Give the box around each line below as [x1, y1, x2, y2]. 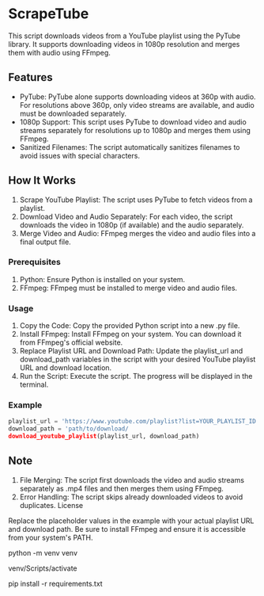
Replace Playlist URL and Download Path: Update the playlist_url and [19, 346, 243, 356]
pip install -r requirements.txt [8, 579, 103, 588]
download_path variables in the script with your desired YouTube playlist [19, 354, 256, 365]
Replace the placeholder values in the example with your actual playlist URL [8, 516, 255, 525]
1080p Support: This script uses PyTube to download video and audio [19, 117, 247, 127]
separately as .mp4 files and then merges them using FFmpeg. [19, 483, 224, 493]
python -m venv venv [8, 548, 77, 557]
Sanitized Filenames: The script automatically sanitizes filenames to [19, 142, 240, 151]
